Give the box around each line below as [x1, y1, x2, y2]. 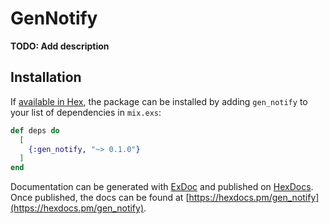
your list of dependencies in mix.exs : [10, 106, 162, 118]
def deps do [10, 125, 60, 136]
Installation [10, 69, 82, 86]
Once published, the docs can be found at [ [10, 192, 190, 204]
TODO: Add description [10, 40, 110, 52]
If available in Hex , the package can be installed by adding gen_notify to [10, 95, 308, 107]
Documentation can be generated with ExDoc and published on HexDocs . [10, 181, 314, 193]
